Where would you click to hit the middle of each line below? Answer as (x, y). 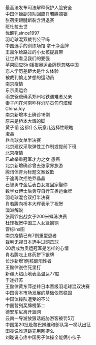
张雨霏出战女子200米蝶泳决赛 (36, 216)
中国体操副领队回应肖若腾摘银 (36, 14)
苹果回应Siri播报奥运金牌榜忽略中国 (42, 65)
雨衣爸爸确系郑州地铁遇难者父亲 (39, 96)
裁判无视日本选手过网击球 (32, 242)
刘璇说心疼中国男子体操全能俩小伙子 (43, 337)
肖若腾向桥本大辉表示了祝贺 (34, 204)
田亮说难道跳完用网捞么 (30, 331)
